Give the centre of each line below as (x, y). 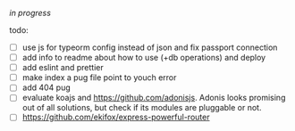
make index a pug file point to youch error (99, 78)
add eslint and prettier (63, 68)
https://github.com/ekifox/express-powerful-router (116, 117)
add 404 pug (46, 87)
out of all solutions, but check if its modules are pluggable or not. (142, 108)
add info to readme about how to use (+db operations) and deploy (144, 58)
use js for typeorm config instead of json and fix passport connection (150, 47)
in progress (30, 13)
